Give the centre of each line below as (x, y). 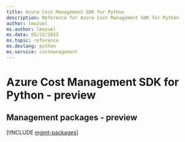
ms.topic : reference (33, 40)
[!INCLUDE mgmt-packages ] (42, 132)
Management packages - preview (72, 118)
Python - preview (51, 95)
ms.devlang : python (31, 47)
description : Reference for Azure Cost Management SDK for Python (93, 18)
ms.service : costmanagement (42, 52)
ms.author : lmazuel (31, 29)
